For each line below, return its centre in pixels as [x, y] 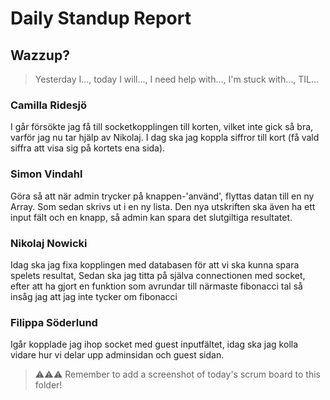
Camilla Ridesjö [49, 105]
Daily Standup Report [101, 18]
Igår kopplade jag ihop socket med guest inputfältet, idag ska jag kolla [154, 344]
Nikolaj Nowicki [49, 243]
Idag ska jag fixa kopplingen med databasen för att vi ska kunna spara [155, 264]
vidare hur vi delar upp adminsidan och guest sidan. [117, 355]
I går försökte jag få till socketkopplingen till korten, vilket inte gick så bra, [162, 127]
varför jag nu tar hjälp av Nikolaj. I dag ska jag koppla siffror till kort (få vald [165, 138]
